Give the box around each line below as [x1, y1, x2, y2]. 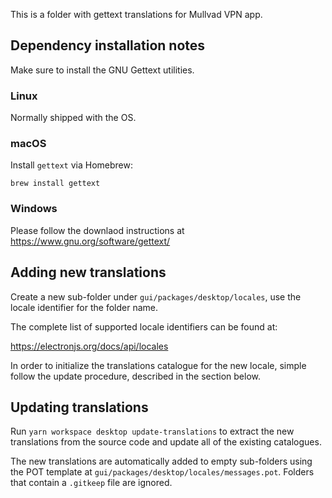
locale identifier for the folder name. [10, 301, 159, 313]
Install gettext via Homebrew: [10, 159, 134, 171]
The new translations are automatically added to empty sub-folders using [10, 455, 313, 468]
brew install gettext [10, 179, 101, 189]
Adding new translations [10, 264, 167, 281]
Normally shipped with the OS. [10, 112, 137, 124]
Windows [10, 202, 58, 216]
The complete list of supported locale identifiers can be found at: [10, 320, 278, 333]
